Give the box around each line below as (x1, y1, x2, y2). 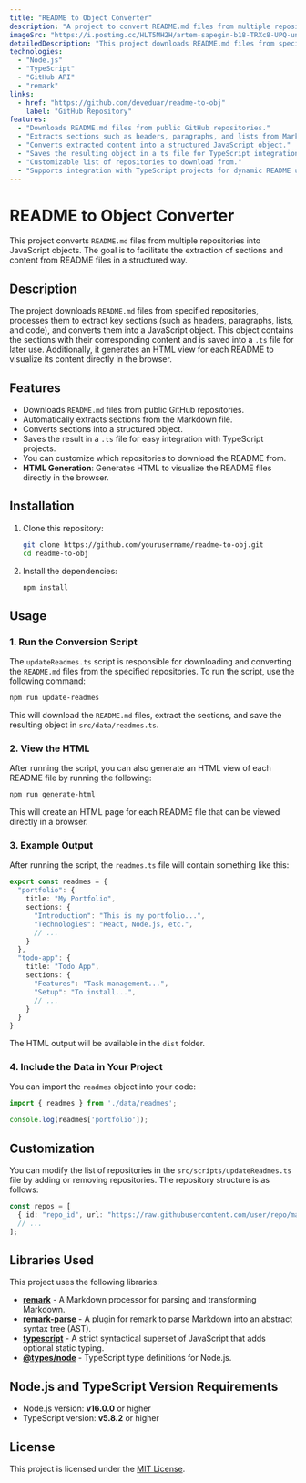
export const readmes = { (9, 877, 107, 887)
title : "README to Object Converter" (9, 13, 153, 23)
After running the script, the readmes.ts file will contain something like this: (9, 860, 290, 870)
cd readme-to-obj (22, 549, 89, 558)
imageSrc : (9, 30, 47, 39)
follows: (9, 1184, 39, 1195)
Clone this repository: (22, 522, 104, 533)
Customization (9, 1140, 96, 1156)
